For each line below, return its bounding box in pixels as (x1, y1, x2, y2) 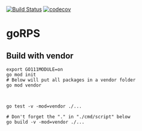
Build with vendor (6, 50, 74, 61)
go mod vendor (6, 82, 42, 88)
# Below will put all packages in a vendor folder (6, 77, 136, 83)
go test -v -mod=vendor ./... (6, 103, 82, 109)
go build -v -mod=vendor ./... (6, 119, 85, 125)
